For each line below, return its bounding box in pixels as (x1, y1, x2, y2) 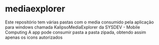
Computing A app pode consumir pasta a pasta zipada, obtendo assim (5, 29, 146, 35)
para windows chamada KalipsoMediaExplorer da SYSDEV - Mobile (5, 24, 140, 30)
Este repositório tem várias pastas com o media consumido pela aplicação (5, 19, 154, 25)
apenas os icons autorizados (5, 34, 63, 40)
